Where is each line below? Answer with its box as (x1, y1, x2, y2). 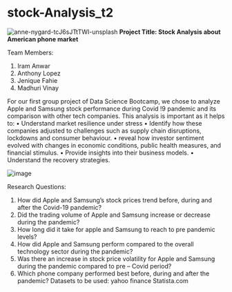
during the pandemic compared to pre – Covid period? (17, 262, 172, 270)
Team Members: (7, 48, 54, 57)
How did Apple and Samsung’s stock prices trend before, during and (17, 195, 213, 204)
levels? (17, 233, 37, 241)
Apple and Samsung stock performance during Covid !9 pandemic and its (7, 104, 216, 113)
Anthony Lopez (17, 69, 61, 77)
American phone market (7, 35, 79, 43)
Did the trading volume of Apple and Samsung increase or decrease (17, 211, 211, 219)
